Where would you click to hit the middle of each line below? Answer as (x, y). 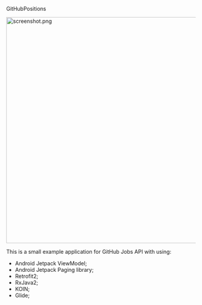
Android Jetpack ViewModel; (51, 263)
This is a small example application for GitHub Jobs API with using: (89, 252)
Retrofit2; (26, 276)
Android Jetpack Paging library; (54, 270)
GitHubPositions (26, 9)
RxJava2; (26, 282)
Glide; (22, 295)
